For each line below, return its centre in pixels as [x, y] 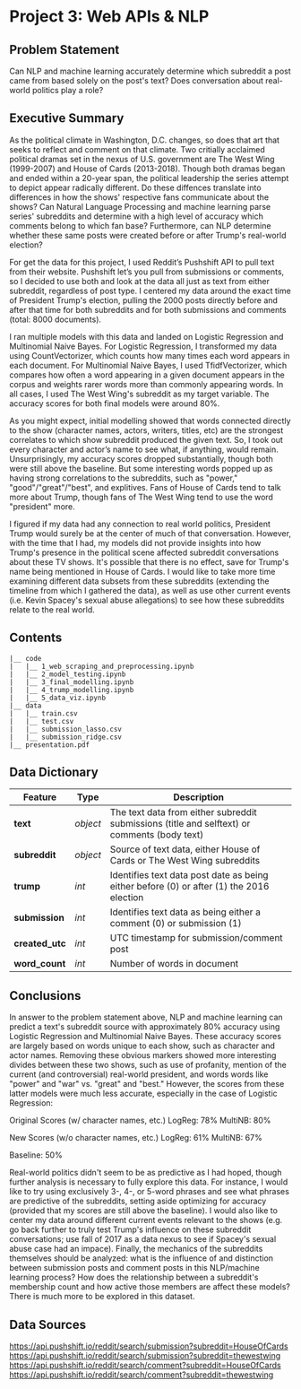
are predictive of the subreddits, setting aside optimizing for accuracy [138, 1201]
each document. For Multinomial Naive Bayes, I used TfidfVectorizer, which [148, 365]
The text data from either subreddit [183, 812]
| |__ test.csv [42, 721]
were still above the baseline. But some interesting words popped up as [141, 468]
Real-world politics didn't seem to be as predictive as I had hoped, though [146, 1173]
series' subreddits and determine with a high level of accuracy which [137, 216]
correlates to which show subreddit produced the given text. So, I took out [146, 439]
